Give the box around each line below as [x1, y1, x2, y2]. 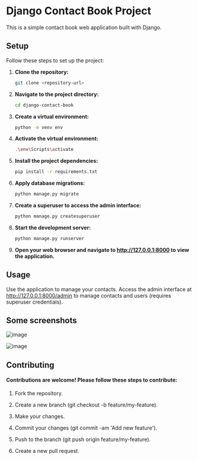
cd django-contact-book [14, 102, 74, 108]
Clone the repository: [14, 68, 69, 75]
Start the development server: [14, 224, 91, 231]
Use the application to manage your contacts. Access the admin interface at [6, 285, 192, 292]
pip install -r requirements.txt [14, 169, 98, 175]
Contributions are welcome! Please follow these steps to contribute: [6, 376, 178, 384]
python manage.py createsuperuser [14, 213, 100, 219]
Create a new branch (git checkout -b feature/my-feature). [14, 401, 158, 408]
